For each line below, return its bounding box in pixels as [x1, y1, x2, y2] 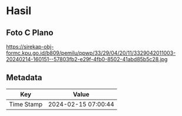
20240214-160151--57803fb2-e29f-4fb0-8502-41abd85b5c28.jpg [6, 56, 168, 62]
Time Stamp [9, 100, 43, 108]
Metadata [6, 72, 42, 83]
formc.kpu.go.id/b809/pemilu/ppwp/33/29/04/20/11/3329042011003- [6, 49, 176, 57]
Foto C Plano [6, 28, 54, 38]
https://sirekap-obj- [6, 43, 54, 50]
